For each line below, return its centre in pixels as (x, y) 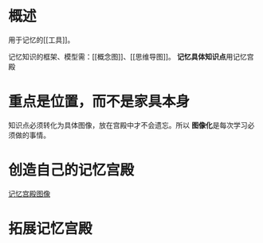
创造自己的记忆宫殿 (71, 170)
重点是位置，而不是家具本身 (99, 102)
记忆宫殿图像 (29, 193)
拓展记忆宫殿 (51, 229)
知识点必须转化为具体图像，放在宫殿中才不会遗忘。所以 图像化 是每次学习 (128, 125)
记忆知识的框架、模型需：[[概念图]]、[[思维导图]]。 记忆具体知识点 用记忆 (128, 56)
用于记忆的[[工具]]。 (41, 40)
